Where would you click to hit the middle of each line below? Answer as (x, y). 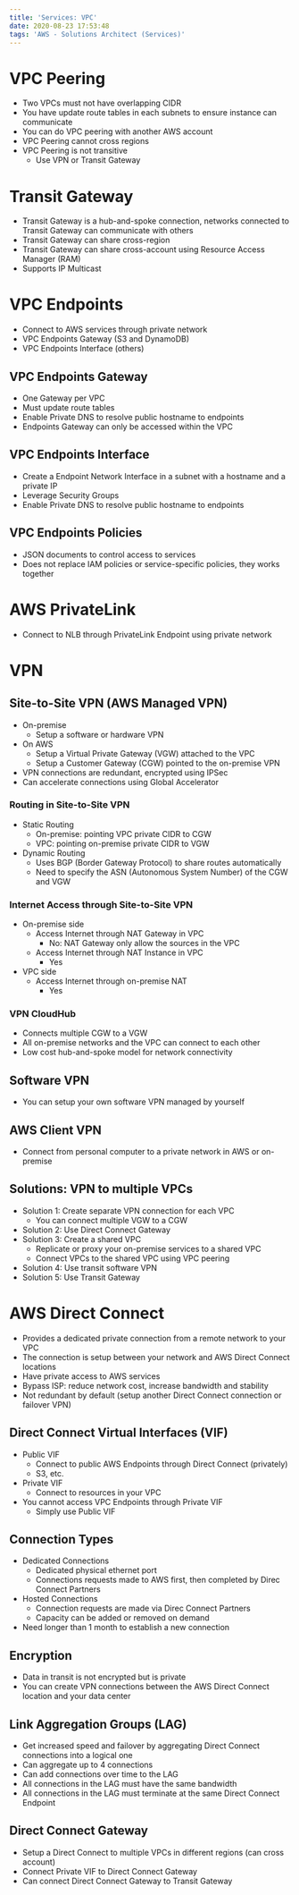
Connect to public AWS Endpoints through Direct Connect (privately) (162, 1464)
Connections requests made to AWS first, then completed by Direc (158, 1580)
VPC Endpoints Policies (76, 533)
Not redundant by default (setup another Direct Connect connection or (152, 1395)
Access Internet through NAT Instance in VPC (119, 952)
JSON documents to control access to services (109, 554)
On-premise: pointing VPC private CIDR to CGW (123, 833)
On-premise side (53, 924)
